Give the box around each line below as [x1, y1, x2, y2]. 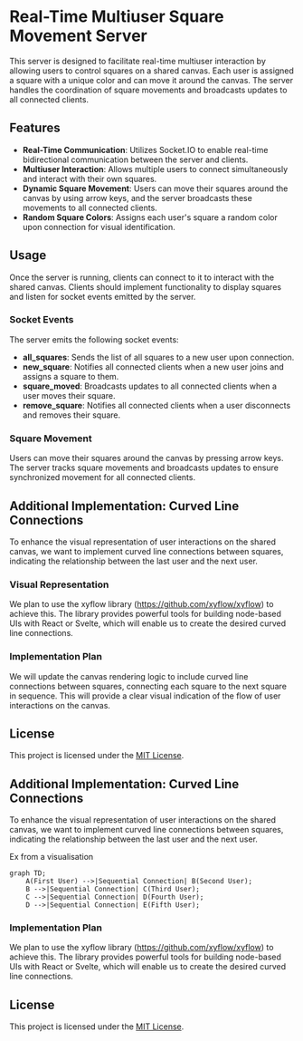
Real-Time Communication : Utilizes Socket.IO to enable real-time [22, 144, 269, 155]
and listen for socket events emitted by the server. [9, 291, 196, 302]
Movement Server [9, 25, 147, 46]
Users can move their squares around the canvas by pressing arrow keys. [9, 453, 284, 464]
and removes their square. [22, 410, 121, 420]
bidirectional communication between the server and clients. [22, 154, 249, 165]
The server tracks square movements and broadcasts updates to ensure [9, 462, 279, 473]
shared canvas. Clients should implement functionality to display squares [9, 281, 282, 292]
